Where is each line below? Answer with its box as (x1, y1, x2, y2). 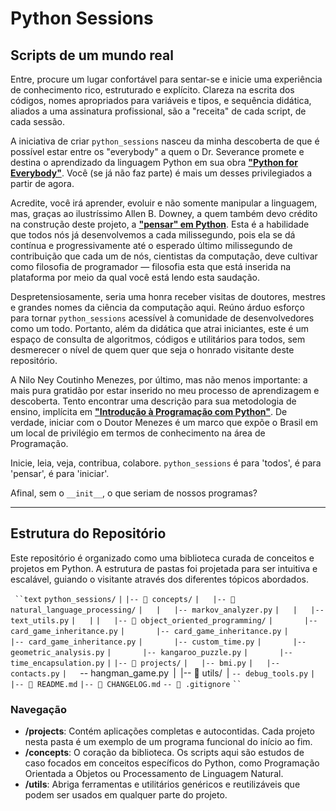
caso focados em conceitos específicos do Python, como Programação (24, 757, 320, 769)
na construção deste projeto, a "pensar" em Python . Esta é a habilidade (10, 218, 310, 230)
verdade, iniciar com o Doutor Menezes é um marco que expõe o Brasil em (10, 417, 318, 428)
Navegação (10, 702, 68, 716)
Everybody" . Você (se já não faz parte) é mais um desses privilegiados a (10, 167, 313, 179)
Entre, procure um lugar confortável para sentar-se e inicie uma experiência (10, 73, 323, 85)
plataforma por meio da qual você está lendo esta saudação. (10, 272, 260, 283)
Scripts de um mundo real (10, 47, 174, 64)
